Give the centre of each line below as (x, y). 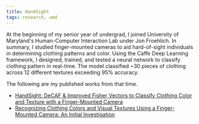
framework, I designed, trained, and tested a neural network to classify (93, 60)
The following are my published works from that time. (72, 83)
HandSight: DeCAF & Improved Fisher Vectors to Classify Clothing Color (103, 95)
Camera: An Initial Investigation (77, 114)
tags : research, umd (32, 17)
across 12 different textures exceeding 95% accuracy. (73, 72)
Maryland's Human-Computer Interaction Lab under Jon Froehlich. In (91, 41)
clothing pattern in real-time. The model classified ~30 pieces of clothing (96, 66)
